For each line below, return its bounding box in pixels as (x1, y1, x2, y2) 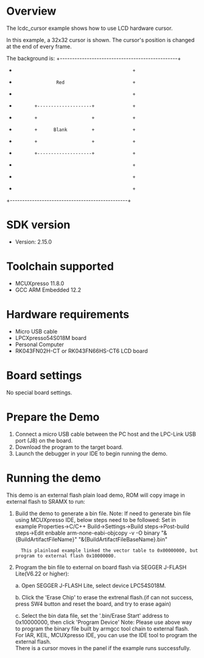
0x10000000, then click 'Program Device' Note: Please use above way (15, 618, 192, 626)
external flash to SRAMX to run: (6, 497, 85, 505)
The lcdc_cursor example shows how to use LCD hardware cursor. (6, 24, 173, 32)
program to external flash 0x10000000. (15, 552, 117, 559)
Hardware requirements (6, 308, 130, 321)
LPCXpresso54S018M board (15, 334, 86, 341)
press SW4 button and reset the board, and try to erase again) (15, 600, 172, 607)
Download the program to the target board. (15, 443, 124, 450)
